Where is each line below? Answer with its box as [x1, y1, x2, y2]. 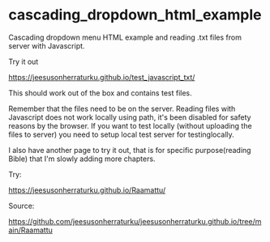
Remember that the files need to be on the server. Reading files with [8, 104, 236, 113]
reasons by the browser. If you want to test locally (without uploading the [8, 121, 253, 130]
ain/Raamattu [8, 225, 53, 235]
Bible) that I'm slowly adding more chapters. [8, 154, 156, 163]
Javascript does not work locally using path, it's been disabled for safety [8, 112, 251, 122]
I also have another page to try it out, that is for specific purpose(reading [8, 145, 251, 155]
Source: [8, 201, 35, 210]
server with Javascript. [8, 40, 85, 50]
